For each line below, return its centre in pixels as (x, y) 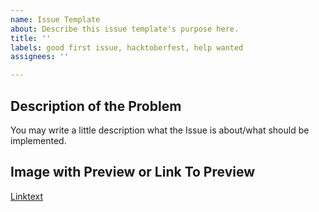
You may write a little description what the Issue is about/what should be (160, 130)
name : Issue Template (55, 19)
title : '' (31, 38)
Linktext (27, 196)
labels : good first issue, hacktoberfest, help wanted (127, 47)
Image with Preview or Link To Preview (133, 172)
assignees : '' (40, 57)
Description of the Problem (96, 106)
